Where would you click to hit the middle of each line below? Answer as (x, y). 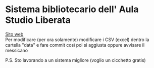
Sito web (14, 34)
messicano (17, 50)
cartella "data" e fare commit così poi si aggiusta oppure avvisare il (75, 45)
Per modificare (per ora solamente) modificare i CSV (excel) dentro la (77, 40)
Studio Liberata (38, 20)
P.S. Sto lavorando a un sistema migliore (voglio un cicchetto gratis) (75, 60)
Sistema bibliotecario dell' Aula (72, 9)
